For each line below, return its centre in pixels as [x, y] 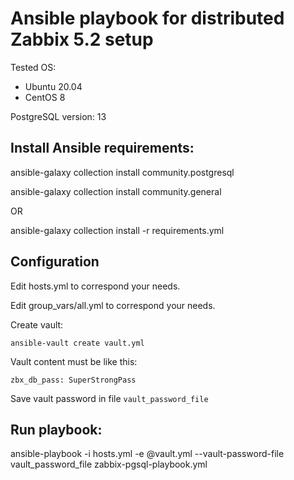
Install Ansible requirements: [102, 148]
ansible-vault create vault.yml [77, 343]
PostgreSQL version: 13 [58, 116]
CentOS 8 [45, 97]
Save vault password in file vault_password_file [109, 398]
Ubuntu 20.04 [53, 86]
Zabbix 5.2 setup [82, 39]
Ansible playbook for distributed [147, 18]
